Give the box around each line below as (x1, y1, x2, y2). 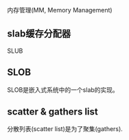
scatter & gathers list (7, 106, 98, 118)
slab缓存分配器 (7, 28, 71, 40)
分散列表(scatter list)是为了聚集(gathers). (7, 125, 124, 133)
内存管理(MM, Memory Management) (7, 6, 113, 14)
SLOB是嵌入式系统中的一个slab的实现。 (7, 85, 119, 94)
